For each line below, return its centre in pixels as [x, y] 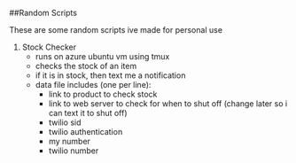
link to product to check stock [103, 94]
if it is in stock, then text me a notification [110, 75]
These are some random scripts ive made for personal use [116, 30]
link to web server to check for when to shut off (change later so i [168, 104]
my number [70, 141]
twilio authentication [86, 132]
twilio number [74, 151]
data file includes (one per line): [93, 85]
